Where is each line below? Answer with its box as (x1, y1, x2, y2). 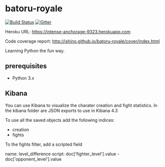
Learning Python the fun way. (5, 48, 65, 54)
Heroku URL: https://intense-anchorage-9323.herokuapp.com (5, 28, 131, 34)
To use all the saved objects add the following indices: (5, 117, 115, 123)
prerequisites (5, 62, 47, 70)
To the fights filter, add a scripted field (5, 141, 82, 147)
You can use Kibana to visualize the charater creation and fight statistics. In (5, 102, 158, 108)
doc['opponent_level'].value (5, 156, 62, 162)
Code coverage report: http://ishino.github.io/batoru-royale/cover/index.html (5, 38, 160, 44)
